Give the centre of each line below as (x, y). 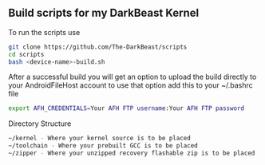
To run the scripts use (44, 32)
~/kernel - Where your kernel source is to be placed (100, 139)
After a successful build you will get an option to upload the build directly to (132, 77)
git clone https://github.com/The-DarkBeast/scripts (98, 47)
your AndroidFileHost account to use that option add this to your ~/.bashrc (131, 85)
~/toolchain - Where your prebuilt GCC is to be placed (103, 146)
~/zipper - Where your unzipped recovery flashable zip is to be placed (132, 153)
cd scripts (26, 54)
